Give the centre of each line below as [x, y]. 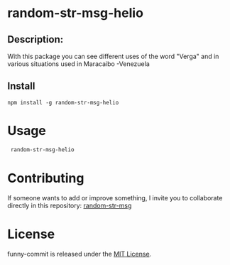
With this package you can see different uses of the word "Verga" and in [113, 56]
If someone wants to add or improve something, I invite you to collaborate [115, 198]
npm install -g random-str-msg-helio [63, 102]
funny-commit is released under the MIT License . [80, 254]
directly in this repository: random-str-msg [70, 205]
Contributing [46, 178]
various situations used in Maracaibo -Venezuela [79, 64]
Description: [35, 39]
